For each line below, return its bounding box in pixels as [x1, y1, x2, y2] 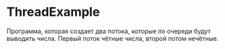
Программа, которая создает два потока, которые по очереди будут [6, 27, 211, 35]
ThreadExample [6, 4, 100, 20]
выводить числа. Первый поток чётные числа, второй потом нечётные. [6, 34, 219, 42]
